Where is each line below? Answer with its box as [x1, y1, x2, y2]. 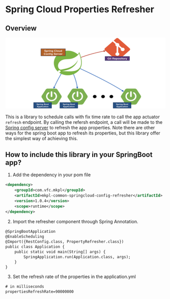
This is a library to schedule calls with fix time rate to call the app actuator [5, 114, 160, 120]
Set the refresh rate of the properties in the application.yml [12, 274, 136, 280]
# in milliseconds [5, 284, 44, 289]
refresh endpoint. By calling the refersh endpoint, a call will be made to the [5, 119, 163, 125]
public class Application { [5, 244, 65, 249]
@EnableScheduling [5, 234, 44, 239]
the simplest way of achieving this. [5, 135, 78, 142]
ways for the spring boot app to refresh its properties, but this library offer [5, 130, 160, 136]
